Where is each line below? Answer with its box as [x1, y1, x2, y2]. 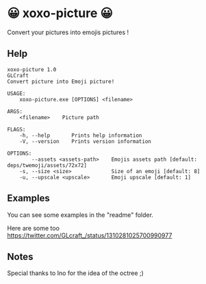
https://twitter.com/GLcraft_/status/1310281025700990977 [7, 231, 172, 240]
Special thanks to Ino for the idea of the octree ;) [7, 269, 144, 277]
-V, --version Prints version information [19, 138, 152, 145]
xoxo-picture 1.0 [7, 66, 57, 73]
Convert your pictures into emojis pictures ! [7, 28, 129, 36]
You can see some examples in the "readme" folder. [7, 211, 154, 219]
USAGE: [7, 90, 26, 97]
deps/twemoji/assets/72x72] [7, 162, 88, 169]
